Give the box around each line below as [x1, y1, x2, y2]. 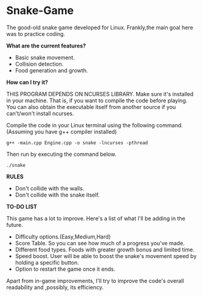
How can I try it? [6, 79, 49, 86]
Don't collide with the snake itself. [15, 191, 100, 198]
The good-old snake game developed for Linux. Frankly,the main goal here [6, 24, 193, 31]
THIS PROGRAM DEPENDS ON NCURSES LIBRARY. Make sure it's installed [6, 90, 194, 97]
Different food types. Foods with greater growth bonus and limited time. [15, 246, 194, 253]
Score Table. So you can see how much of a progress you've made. [15, 239, 185, 246]
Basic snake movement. [15, 54, 75, 61]
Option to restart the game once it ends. [15, 265, 115, 273]
